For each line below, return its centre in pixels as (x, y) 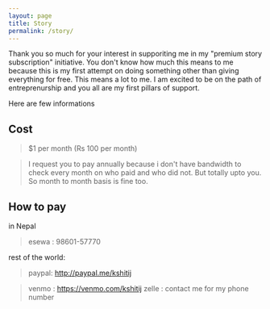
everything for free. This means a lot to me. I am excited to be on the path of (135, 79)
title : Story (30, 23)
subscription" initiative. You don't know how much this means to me (121, 62)
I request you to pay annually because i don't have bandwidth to (135, 164)
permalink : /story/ (41, 31)
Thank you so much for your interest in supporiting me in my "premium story (135, 54)
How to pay (37, 207)
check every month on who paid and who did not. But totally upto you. (145, 173)
